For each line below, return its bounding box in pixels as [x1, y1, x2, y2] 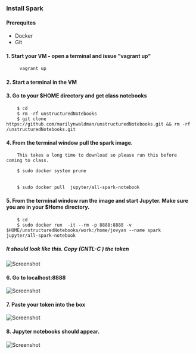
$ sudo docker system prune [17, 168, 86, 174]
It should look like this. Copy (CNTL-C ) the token [6, 245, 129, 252]
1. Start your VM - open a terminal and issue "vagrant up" [6, 52, 151, 59]
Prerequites [6, 19, 36, 26]
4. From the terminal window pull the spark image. [6, 139, 133, 146]
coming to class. [6, 157, 49, 164]
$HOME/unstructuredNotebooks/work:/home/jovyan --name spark [6, 227, 161, 234]
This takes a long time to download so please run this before [17, 152, 178, 158]
